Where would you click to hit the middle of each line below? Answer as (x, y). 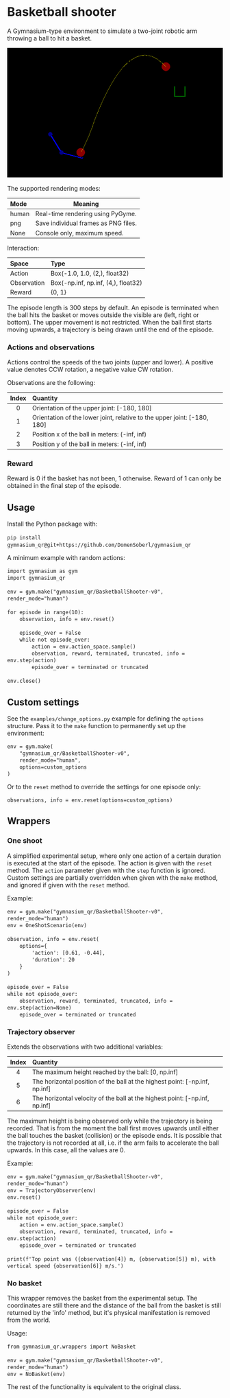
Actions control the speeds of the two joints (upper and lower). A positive (110, 362)
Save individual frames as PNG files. (86, 223)
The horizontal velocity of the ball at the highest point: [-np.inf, (120, 1098)
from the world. (29, 1320)
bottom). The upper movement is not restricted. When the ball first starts (110, 322)
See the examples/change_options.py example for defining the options (105, 719)
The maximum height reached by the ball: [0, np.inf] (105, 1072)
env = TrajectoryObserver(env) (52, 1190)
